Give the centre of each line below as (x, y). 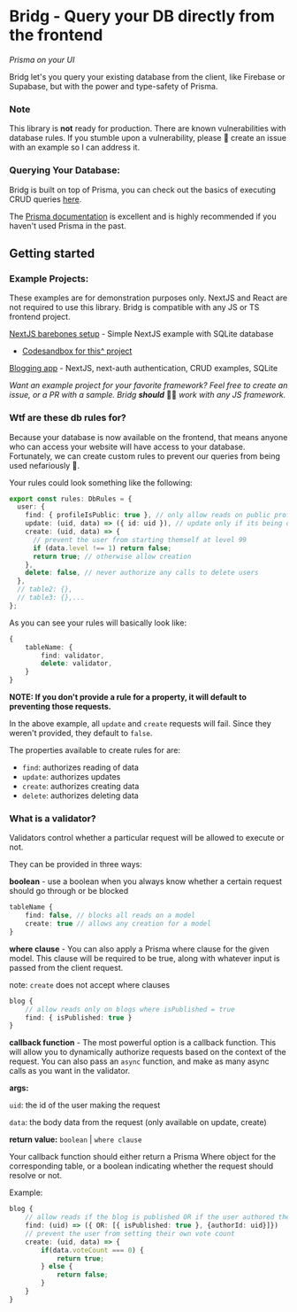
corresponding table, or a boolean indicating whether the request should (141, 1166)
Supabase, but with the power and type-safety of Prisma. (114, 86)
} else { (57, 1267)
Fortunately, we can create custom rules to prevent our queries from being (145, 456)
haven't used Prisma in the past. (68, 225)
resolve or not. (36, 1176)
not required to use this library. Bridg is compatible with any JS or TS (134, 307)
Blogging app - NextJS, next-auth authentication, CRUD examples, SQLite (144, 369)
